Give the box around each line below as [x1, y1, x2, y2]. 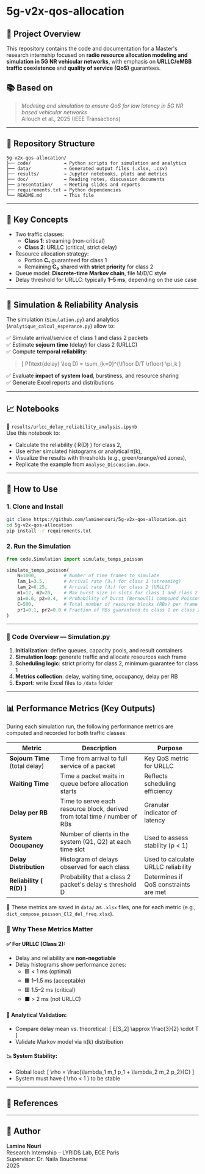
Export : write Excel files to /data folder [15, 679, 113, 686]
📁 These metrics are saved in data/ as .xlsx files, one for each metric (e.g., [6, 903, 196, 910]
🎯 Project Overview [6, 29, 81, 39]
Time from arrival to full [60, 754, 128, 762]
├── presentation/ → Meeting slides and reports [6, 182, 140, 188]
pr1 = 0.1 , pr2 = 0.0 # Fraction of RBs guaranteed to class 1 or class [17, 607, 195, 613]
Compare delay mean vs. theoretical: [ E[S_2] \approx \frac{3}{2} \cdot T [15, 1025, 199, 1032]
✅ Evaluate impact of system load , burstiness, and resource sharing [6, 372, 179, 380]
